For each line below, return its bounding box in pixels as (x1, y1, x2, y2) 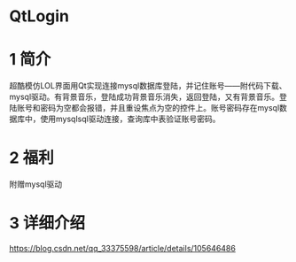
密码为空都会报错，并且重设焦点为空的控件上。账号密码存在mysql (39, 103, 280, 113)
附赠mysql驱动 (9, 179, 63, 189)
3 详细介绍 (9, 213, 86, 234)
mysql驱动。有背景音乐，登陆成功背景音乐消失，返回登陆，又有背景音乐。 (9, 91, 280, 103)
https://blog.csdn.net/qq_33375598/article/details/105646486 (9, 243, 237, 253)
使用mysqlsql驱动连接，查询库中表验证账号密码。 (39, 113, 221, 125)
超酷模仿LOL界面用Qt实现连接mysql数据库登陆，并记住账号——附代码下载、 (9, 81, 287, 91)
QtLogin (9, 6, 69, 27)
